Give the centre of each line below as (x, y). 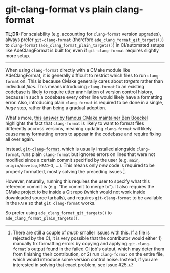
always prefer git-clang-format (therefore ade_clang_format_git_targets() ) (85, 40)
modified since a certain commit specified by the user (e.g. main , (73, 160)
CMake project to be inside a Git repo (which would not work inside (75, 192)
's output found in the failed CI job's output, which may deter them (95, 249)
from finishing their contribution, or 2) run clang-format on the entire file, (88, 254)
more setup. (18, 55)
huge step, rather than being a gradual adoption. (56, 108)
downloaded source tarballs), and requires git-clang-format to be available (84, 197)
